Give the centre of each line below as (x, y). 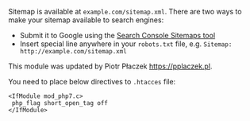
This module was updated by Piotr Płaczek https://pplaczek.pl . (110, 66)
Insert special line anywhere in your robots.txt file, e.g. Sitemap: (126, 44)
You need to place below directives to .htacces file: (92, 82)
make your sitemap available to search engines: (86, 20)
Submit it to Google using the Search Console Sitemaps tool (117, 35)
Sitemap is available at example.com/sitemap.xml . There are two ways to (125, 12)
